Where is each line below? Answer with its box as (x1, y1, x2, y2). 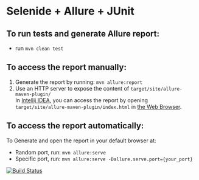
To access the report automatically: (6, 120, 144, 131)
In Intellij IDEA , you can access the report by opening (15, 96, 148, 104)
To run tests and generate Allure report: (6, 29, 160, 39)
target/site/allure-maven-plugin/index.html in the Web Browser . (15, 103, 182, 110)
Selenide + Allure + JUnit (6, 4, 135, 18)
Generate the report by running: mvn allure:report (15, 78, 143, 86)
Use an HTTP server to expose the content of (15, 85, 130, 92)
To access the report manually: (6, 62, 127, 72)
